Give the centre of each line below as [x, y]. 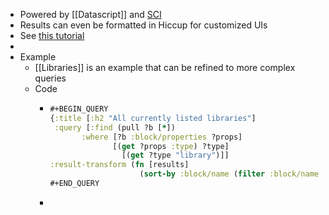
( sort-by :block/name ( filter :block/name [229, 174]
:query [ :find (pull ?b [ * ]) [115, 127]
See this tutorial [52, 35]
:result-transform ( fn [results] [119, 165]
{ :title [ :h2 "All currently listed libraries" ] [153, 118]
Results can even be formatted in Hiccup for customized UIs [143, 25]
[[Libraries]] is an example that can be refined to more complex [165, 67]
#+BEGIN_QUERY [79, 109]
